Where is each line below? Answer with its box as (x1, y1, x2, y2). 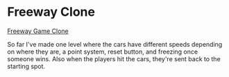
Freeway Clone (7, 4, 96, 20)
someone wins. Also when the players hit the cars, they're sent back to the (7, 54, 221, 63)
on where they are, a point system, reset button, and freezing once (7, 47, 198, 56)
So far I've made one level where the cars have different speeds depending (7, 40, 223, 48)
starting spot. (7, 62, 46, 70)
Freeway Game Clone (7, 27, 69, 35)
